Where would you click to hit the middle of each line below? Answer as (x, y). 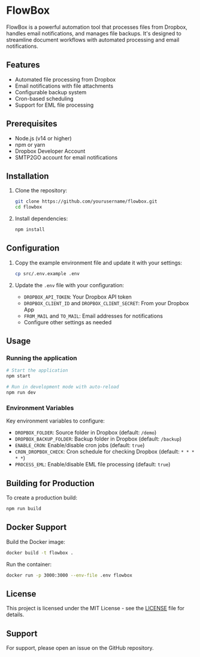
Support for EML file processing (54, 105)
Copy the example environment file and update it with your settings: (99, 263)
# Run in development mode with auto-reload (63, 387)
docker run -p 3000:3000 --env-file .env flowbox (69, 575)
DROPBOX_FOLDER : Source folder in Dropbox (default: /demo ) (86, 433)
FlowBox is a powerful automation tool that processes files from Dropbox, (97, 27)
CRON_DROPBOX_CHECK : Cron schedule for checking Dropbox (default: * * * (104, 452)
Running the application (42, 358)
